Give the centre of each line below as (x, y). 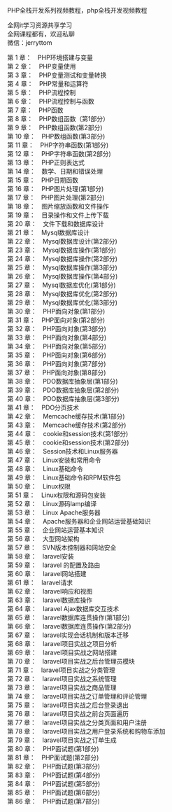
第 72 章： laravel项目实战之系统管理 (62, 679)
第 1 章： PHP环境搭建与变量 (50, 57)
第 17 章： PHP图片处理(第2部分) (56, 197)
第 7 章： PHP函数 (36, 110)
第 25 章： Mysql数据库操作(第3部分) (62, 267)
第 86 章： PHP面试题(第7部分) (53, 801)
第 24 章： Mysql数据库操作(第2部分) (62, 259)
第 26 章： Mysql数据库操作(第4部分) (63, 276)
